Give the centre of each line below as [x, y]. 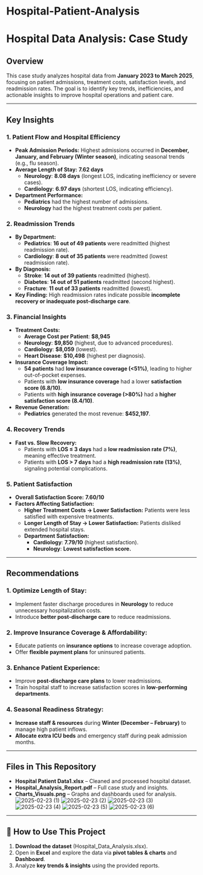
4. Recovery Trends [36, 429]
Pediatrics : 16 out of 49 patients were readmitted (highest [97, 243]
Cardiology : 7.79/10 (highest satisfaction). [86, 543]
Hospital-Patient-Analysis [73, 11]
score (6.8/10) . [43, 388]
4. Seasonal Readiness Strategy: [55, 710]
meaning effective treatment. [60, 455]
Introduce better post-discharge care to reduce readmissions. [93, 616]
